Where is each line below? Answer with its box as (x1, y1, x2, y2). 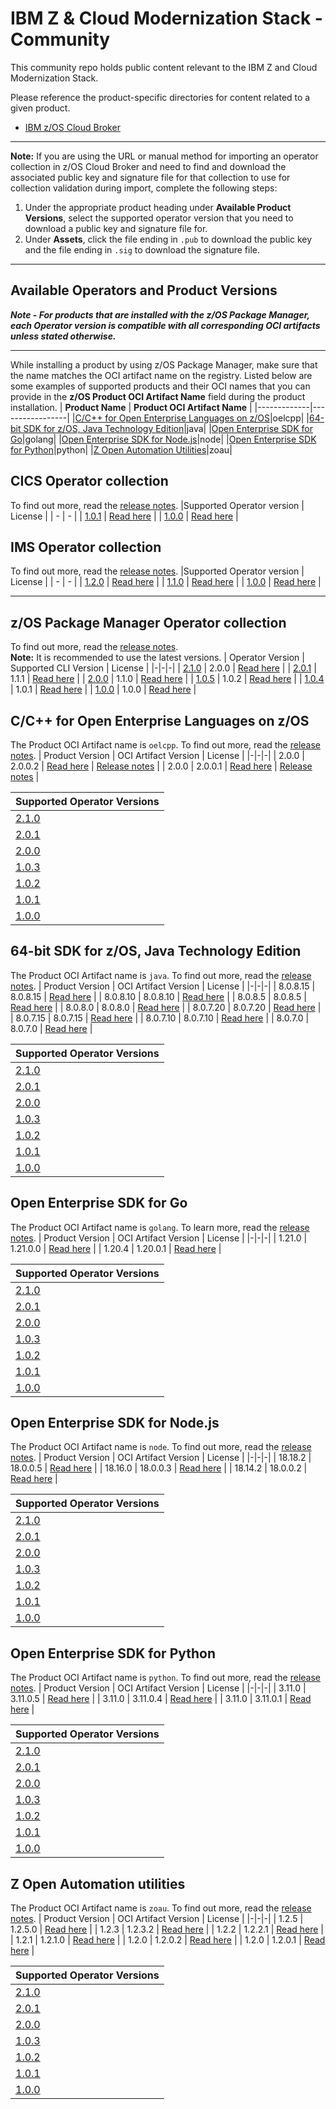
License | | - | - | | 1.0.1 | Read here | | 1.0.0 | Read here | (10, 510, 239, 522)
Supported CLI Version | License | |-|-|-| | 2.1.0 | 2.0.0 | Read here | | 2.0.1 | (10, 662, 317, 674)
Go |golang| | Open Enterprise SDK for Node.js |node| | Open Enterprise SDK (10, 433, 317, 445)
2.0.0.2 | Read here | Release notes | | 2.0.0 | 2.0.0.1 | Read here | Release (10, 760, 313, 772)
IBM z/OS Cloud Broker (24, 121, 121, 133)
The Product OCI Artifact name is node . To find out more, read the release (10, 1441, 312, 1453)
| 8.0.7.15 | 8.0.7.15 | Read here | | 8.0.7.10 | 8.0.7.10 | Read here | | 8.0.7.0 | (10, 1012, 310, 1024)
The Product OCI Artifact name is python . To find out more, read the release (10, 1672, 322, 1684)
